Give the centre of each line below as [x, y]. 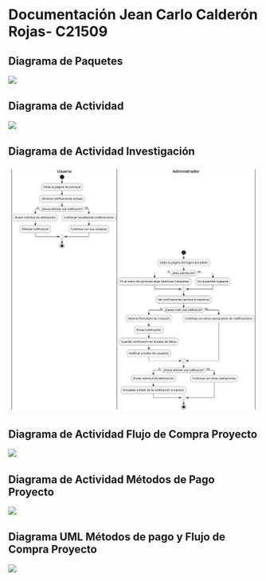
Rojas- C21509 [58, 31]
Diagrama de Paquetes [66, 61]
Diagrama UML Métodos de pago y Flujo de [117, 537]
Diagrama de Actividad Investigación [102, 152]
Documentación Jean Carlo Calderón [133, 15]
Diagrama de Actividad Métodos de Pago [111, 479]
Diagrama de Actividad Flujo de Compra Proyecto [133, 434]
